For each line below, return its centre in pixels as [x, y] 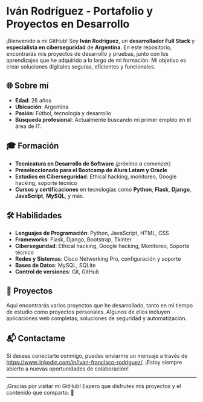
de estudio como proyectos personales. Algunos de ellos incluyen [88, 312]
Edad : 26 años [33, 100]
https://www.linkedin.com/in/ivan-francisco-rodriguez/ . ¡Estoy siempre [94, 362]
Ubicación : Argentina [42, 107]
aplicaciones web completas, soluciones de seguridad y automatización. [97, 318]
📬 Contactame [36, 338]
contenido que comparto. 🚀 [40, 393]
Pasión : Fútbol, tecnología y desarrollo [63, 113]
